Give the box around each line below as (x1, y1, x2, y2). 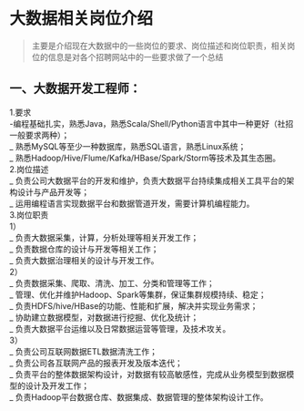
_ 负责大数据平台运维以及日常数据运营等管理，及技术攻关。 (9, 323, 231, 334)
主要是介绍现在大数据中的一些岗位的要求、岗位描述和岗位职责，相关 (31, 40, 288, 51)
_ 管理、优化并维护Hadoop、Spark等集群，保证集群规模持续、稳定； (9, 289, 267, 300)
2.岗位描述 (9, 163, 49, 174)
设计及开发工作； (25, 380, 89, 391)
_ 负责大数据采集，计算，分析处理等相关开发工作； (9, 231, 199, 242)
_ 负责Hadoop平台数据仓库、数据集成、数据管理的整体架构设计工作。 (9, 391, 269, 402)
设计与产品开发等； (16, 186, 89, 197)
